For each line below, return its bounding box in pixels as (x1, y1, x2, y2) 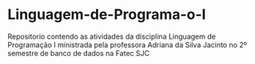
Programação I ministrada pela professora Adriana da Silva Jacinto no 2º (7, 40, 248, 49)
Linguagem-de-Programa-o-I (7, 6, 206, 24)
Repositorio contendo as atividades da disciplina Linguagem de (7, 32, 217, 41)
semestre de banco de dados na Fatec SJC (7, 48, 149, 58)
